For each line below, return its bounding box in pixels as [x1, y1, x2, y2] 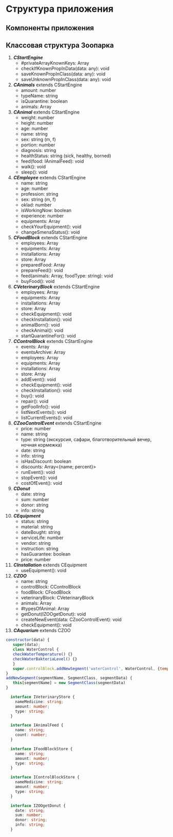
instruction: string [21, 545, 59, 552]
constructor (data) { [6, 637, 50, 642]
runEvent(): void [21, 469, 55, 475]
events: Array [21, 344, 50, 350]
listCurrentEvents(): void [21, 414, 72, 421]
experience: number [21, 213, 64, 219]
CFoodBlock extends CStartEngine [13, 235, 88, 241]
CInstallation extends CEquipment [13, 562, 87, 568]
